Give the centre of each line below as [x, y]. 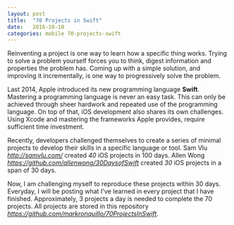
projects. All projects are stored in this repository [78, 206]
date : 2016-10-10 [36, 27]
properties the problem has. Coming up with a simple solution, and [104, 68]
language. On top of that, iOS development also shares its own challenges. [116, 112]
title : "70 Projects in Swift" [55, 20]
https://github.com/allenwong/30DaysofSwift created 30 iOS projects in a [115, 163]
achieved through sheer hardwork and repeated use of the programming [113, 104]
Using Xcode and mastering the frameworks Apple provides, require [106, 120]
